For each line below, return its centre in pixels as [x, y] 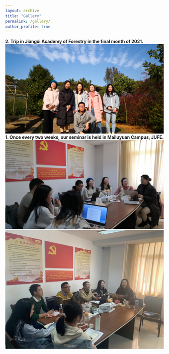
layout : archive [22, 11]
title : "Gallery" [23, 16]
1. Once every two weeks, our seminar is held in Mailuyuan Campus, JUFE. [84, 137]
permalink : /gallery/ [28, 21]
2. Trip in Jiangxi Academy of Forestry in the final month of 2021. [74, 41]
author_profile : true [28, 27]
